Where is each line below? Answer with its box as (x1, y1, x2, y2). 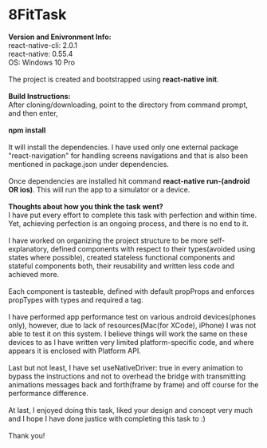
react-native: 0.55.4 (8, 49, 73, 58)
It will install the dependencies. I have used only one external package (8, 142, 239, 152)
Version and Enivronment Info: (8, 32, 112, 42)
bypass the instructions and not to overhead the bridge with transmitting (8, 371, 246, 381)
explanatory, (8, 244, 49, 253)
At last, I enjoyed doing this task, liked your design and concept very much (8, 405, 253, 414)
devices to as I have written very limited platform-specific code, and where (8, 337, 255, 347)
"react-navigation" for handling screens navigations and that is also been (8, 150, 249, 161)
